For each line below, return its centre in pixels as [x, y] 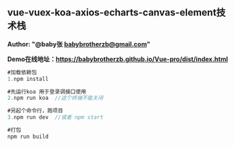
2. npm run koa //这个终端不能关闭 [55, 98]
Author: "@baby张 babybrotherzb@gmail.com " [79, 44]
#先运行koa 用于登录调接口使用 [47, 91]
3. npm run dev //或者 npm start [55, 117]
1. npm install [28, 79]
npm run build [28, 136]
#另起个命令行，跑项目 [35, 111]
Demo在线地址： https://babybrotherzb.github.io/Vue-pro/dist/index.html [117, 59]
